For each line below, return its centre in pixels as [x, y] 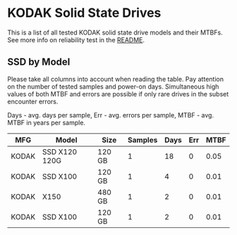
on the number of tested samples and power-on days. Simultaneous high [113, 87]
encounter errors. [33, 101]
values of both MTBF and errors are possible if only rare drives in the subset [118, 94]
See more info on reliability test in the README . [76, 39]
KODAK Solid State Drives [84, 13]
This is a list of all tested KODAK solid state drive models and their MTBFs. [115, 32]
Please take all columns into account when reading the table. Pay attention [116, 79]
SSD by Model [39, 62]
